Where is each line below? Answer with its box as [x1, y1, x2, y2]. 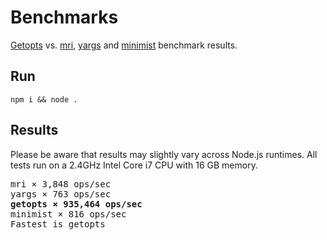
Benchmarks [10, 6, 119, 29]
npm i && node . [10, 94, 78, 105]
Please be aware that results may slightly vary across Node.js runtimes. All [10, 148, 318, 160]
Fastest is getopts [10, 218, 106, 230]
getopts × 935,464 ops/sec [10, 198, 143, 210]
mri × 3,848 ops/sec [10, 178, 112, 190]
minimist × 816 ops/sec [10, 208, 127, 220]
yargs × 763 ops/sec [10, 188, 112, 200]
